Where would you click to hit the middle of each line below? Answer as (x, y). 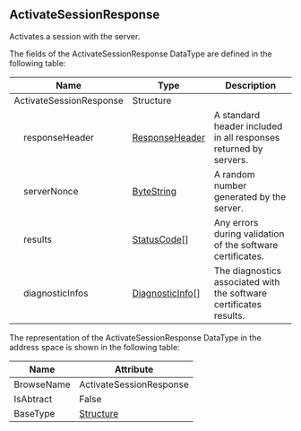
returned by (238, 149)
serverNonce (51, 191)
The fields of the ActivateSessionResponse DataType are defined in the (141, 54)
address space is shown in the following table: (95, 347)
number (230, 185)
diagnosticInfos (56, 293)
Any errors (236, 222)
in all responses (247, 137)
